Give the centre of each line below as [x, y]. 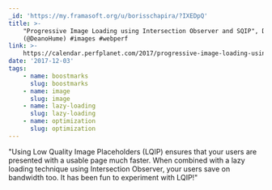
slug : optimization [62, 129]
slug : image [50, 99]
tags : [17, 69]
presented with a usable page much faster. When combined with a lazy [127, 160]
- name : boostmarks [56, 76]
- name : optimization [59, 121]
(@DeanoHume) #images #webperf [76, 38]
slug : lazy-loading [62, 114]
